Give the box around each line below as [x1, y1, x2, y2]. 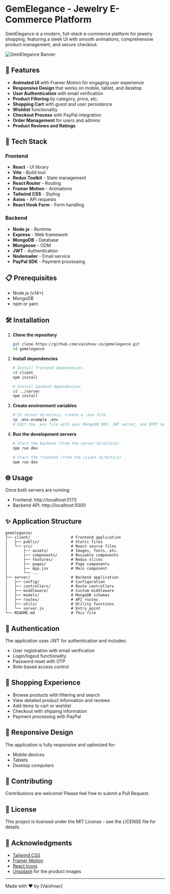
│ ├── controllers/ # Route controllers [5, 584, 114, 589]
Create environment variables [12, 403, 77, 409]
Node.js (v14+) [12, 290, 44, 296]
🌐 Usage [5, 473, 33, 482]
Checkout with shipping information [12, 708, 88, 714]
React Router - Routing [12, 180, 62, 186]
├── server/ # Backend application [5, 575, 119, 580]
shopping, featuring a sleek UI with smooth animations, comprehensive [5, 36, 153, 42]
